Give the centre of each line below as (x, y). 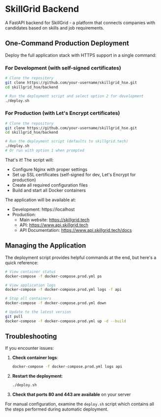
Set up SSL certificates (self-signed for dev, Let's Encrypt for (74, 174)
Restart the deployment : (37, 376)
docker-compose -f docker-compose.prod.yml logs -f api (63, 290)
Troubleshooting (31, 337)
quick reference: (22, 263)
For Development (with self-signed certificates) (63, 68)
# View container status (30, 272)
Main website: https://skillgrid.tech (54, 220)
